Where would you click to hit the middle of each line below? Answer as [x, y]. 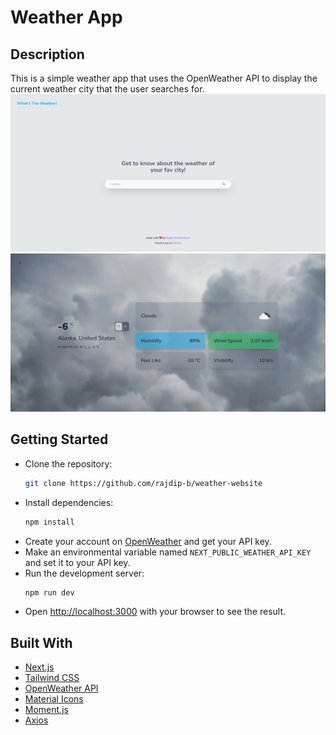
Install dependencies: [69, 502]
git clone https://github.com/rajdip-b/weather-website [143, 483]
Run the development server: [84, 573]
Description [47, 54]
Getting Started [59, 439]
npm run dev [49, 592]
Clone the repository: [68, 463]
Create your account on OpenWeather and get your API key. [148, 541]
